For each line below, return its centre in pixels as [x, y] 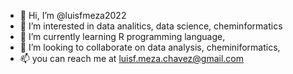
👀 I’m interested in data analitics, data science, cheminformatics [151, 26]
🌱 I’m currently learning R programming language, [122, 36]
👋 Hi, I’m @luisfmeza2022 [73, 15]
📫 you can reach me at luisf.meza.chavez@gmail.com [132, 58]
